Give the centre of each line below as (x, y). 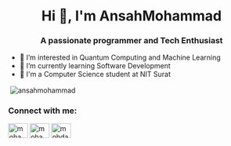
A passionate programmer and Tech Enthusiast (132, 41)
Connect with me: (43, 111)
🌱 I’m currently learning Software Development (95, 66)
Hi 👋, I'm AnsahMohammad (132, 16)
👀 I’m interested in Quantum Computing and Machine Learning (120, 57)
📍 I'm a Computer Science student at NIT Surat (95, 75)
